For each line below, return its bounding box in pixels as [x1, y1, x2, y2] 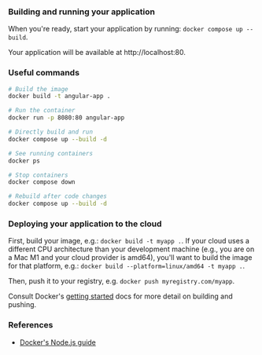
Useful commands [8, 68, 80, 79]
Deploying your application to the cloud [8, 218, 162, 229]
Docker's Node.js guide [19, 337, 97, 347]
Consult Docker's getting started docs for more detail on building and [8, 291, 234, 301]
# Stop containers [8, 171, 68, 179]
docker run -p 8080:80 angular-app [8, 114, 125, 122]
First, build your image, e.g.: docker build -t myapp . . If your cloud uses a [8, 236, 250, 246]
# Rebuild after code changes [8, 192, 108, 200]
